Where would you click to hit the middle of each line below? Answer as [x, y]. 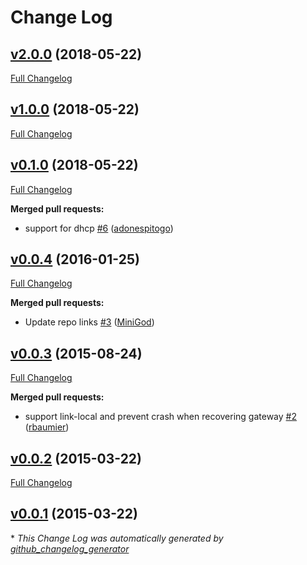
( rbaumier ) [47, 427]
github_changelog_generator [70, 548]
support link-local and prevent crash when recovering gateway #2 [160, 417]
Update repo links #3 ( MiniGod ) [89, 322]
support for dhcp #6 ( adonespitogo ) [99, 228]
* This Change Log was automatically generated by [117, 538]
